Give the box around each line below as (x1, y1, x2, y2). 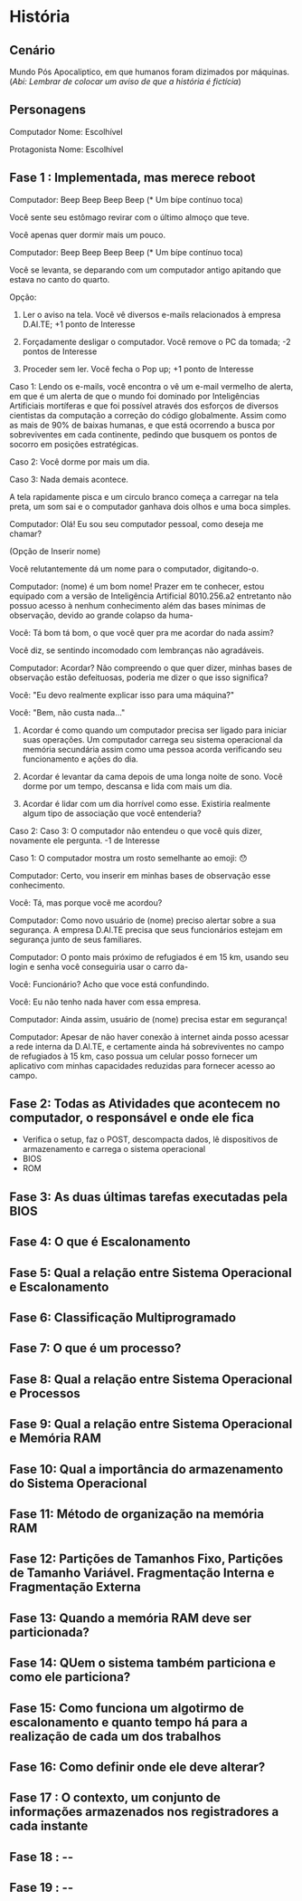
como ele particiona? (9, 1669, 131, 1685)
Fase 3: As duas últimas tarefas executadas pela (9, 1189, 288, 1205)
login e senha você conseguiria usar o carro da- (9, 961, 188, 972)
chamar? (9, 528, 42, 539)
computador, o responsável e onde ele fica (9, 1110, 255, 1126)
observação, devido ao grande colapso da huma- (9, 610, 193, 620)
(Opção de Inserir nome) (9, 545, 101, 556)
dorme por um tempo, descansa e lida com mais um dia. (22, 781, 232, 792)
